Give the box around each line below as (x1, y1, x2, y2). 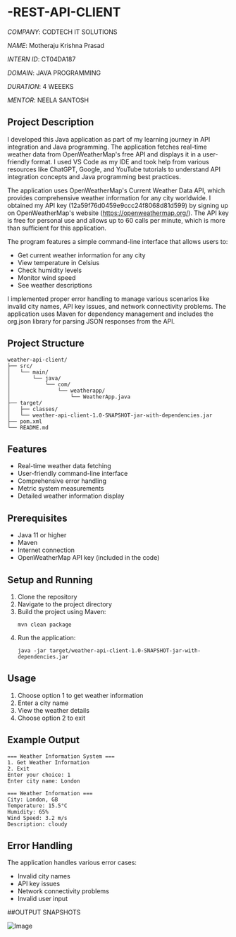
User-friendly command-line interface (17, 470, 128, 478)
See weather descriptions (17, 281, 93, 289)
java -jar (17, 647, 47, 654)
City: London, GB (7, 796, 58, 803)
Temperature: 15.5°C (7, 802, 68, 809)
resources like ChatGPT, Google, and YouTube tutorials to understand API (7, 165, 221, 173)
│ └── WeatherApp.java (7, 393, 131, 400)
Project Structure (7, 338, 85, 350)
